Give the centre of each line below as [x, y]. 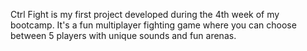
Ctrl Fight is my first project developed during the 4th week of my [145, 14]
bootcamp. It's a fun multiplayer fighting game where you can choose [153, 25]
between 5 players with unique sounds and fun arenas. [123, 35]
